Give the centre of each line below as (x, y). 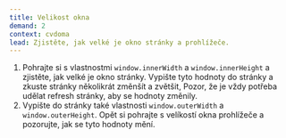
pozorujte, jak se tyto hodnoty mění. (88, 125)
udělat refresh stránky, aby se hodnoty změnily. (110, 96)
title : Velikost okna (50, 17)
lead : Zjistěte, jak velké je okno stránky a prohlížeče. (119, 42)
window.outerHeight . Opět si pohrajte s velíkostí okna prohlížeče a (143, 115)
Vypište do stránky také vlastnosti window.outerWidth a (123, 106)
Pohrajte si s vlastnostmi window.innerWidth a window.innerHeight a (146, 68)
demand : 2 (28, 26)
